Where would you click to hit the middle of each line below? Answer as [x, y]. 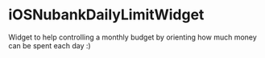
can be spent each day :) [50, 45]
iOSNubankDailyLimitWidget [106, 15]
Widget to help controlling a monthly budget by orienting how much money [133, 37]
